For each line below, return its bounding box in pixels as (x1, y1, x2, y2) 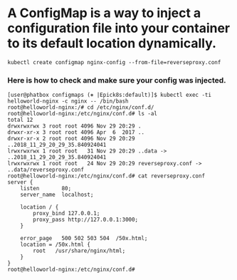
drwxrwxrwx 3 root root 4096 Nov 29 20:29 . (7, 123, 142, 130)
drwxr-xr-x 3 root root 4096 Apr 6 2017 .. (7, 129, 144, 136)
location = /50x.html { (20, 241, 91, 249)
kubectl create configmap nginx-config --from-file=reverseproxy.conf (7, 58, 221, 66)
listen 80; (20, 185, 72, 192)
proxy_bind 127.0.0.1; (33, 210, 100, 217)
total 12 (7, 116, 33, 124)
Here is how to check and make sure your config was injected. (7, 75, 226, 85)
